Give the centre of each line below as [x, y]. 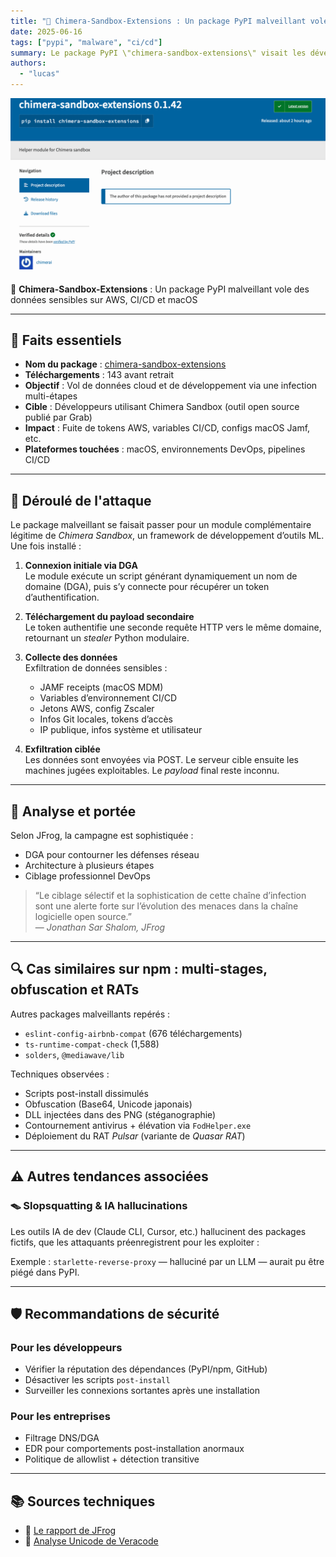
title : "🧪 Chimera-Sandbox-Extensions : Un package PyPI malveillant [158, 21]
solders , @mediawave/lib [74, 1054]
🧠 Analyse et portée [73, 811]
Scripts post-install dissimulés [86, 1093]
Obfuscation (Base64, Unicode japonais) [108, 1104]
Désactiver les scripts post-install [97, 1380]
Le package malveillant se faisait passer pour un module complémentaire [161, 525]
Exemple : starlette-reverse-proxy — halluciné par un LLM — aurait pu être [167, 1261]
